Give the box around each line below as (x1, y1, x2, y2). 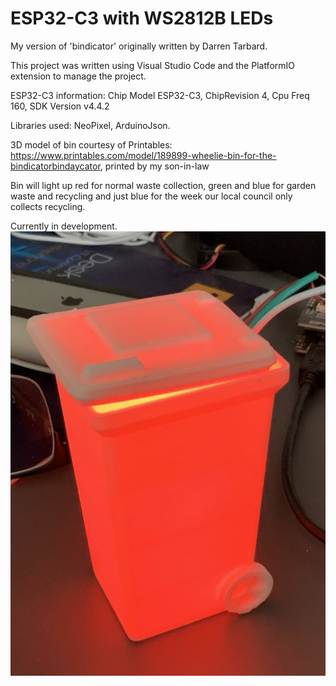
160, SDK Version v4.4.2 (10, 100, 110, 112)
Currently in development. (10, 220, 118, 232)
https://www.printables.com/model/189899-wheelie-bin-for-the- (10, 149, 277, 161)
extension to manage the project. (10, 70, 147, 82)
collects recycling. (10, 200, 86, 212)
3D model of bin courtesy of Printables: (10, 138, 173, 151)
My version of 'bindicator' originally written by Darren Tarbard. (10, 40, 268, 52)
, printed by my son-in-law (99, 160, 210, 172)
